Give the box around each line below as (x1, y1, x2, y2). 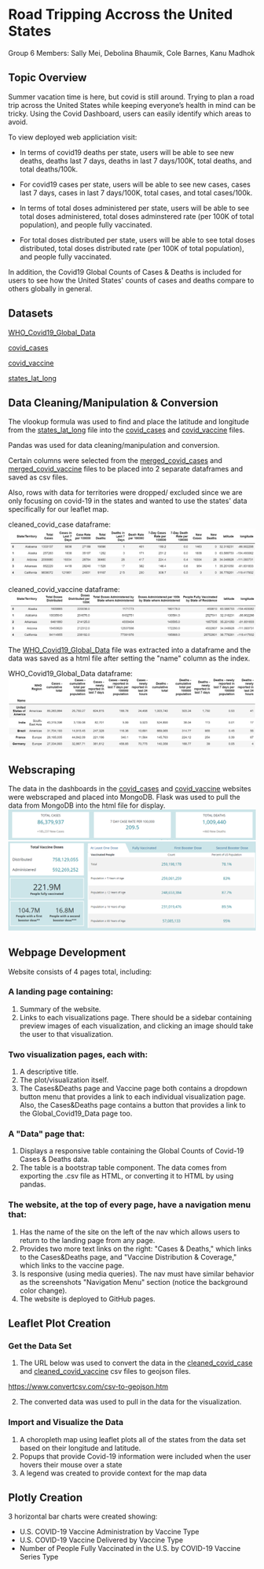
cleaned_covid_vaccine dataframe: (8, 584, 120, 594)
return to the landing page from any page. (19, 1235, 156, 1245)
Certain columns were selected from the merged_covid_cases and (8, 456, 222, 465)
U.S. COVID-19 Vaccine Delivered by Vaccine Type (19, 1535, 183, 1545)
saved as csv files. (8, 472, 68, 482)
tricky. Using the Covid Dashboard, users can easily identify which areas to (8, 109, 251, 118)
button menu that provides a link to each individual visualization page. (19, 1092, 246, 1101)
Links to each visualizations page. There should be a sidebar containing (19, 1012, 252, 1022)
